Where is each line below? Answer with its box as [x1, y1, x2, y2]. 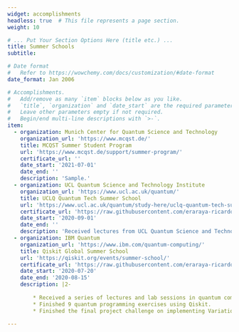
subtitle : [7, 50, 37, 57]
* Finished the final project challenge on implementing [33, 307, 205, 314]
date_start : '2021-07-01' [20, 162, 97, 169]
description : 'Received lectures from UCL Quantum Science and [20, 228, 212, 235]
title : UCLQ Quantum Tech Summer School [20, 194, 142, 202]
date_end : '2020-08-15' [20, 274, 91, 281]
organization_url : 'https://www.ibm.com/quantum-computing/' [20, 241, 205, 248]
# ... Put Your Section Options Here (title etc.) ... [7, 36, 174, 43]
